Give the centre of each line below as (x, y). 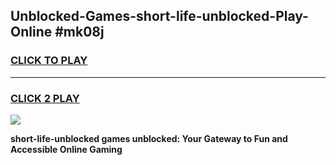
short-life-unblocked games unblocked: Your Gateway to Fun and (149, 138)
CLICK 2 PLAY (45, 98)
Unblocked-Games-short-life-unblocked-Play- (159, 16)
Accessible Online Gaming (66, 149)
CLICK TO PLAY (49, 61)
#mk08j (79, 32)
